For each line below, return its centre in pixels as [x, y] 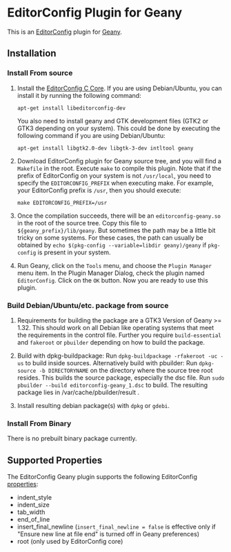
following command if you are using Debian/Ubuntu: [91, 135]
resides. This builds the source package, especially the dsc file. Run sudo [121, 378]
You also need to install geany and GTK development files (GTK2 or [113, 121]
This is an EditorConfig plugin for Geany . [65, 32]
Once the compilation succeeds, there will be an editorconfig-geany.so [119, 216]
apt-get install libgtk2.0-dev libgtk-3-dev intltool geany [105, 148]
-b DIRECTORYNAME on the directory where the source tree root [126, 370]
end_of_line [33, 520]
